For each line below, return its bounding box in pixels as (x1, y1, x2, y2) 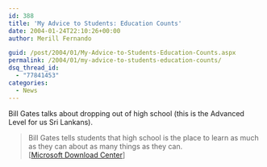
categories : (8, 78, 48, 87)
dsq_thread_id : (8, 64, 60, 73)
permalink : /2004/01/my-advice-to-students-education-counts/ (8, 56, 222, 65)
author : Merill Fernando (8, 34, 92, 43)
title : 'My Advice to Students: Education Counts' (8, 19, 182, 27)
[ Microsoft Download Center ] (27, 150, 126, 160)
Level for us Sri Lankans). (8, 117, 93, 127)
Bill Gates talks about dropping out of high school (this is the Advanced (8, 108, 244, 118)
